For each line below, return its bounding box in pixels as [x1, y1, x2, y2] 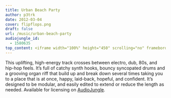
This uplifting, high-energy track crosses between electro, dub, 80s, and [5, 59, 158, 65]
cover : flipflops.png [5, 21, 51, 27]
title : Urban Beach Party [5, 7, 60, 13]
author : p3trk [5, 12, 36, 17]
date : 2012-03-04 [5, 17, 42, 22]
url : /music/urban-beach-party [5, 31, 72, 36]
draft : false [5, 27, 33, 32]
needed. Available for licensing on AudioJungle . [5, 86, 105, 92]
